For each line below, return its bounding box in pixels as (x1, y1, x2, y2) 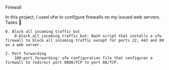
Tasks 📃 (5, 20, 22, 25)
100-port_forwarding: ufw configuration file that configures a (14, 55, 153, 60)
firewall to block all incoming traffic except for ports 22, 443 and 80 (5, 38, 164, 43)
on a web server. (5, 42, 42, 47)
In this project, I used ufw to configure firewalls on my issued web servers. (5, 14, 161, 20)
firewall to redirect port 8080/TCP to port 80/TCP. (5, 60, 119, 65)
